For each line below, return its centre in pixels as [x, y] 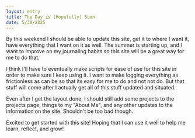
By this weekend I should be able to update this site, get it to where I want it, [98, 39]
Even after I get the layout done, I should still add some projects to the [90, 99]
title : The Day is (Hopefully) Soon [51, 17]
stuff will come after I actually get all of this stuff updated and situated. [91, 88]
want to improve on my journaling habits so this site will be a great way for [95, 51]
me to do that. [23, 58]
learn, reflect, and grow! [35, 129]
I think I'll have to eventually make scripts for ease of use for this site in [91, 69]
